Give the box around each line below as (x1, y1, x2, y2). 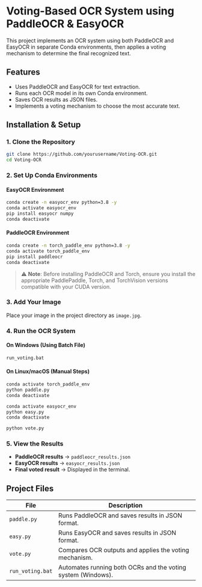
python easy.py (6, 409, 44, 415)
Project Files (6, 483, 54, 494)
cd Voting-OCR (6, 157, 42, 163)
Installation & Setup (6, 120, 81, 130)
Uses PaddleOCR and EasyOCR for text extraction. (14, 83, 140, 90)
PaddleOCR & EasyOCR (6, 17, 124, 31)
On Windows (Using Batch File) (6, 342, 86, 349)
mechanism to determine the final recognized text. (6, 49, 131, 57)
